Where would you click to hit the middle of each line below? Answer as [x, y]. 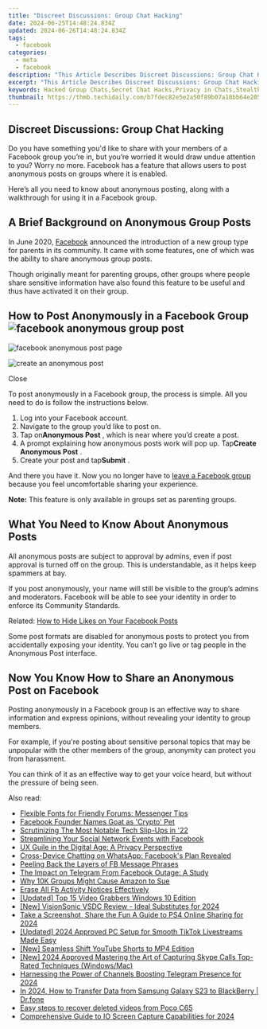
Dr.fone [32, 1000]
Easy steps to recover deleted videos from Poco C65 [106, 1008]
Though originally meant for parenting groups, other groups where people [129, 274]
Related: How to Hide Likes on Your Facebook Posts [93, 621]
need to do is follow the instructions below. [78, 402]
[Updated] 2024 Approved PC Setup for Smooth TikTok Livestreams [131, 932]
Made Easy [38, 941]
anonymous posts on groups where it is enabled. [88, 174]
